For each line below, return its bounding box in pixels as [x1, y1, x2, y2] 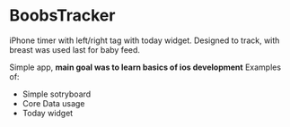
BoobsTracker [9, 5, 116, 26]
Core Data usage [22, 97, 85, 108]
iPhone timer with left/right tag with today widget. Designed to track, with [9, 35, 280, 46]
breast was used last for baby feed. [9, 44, 141, 55]
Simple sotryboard [22, 89, 92, 99]
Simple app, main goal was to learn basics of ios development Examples [9, 62, 281, 72]
